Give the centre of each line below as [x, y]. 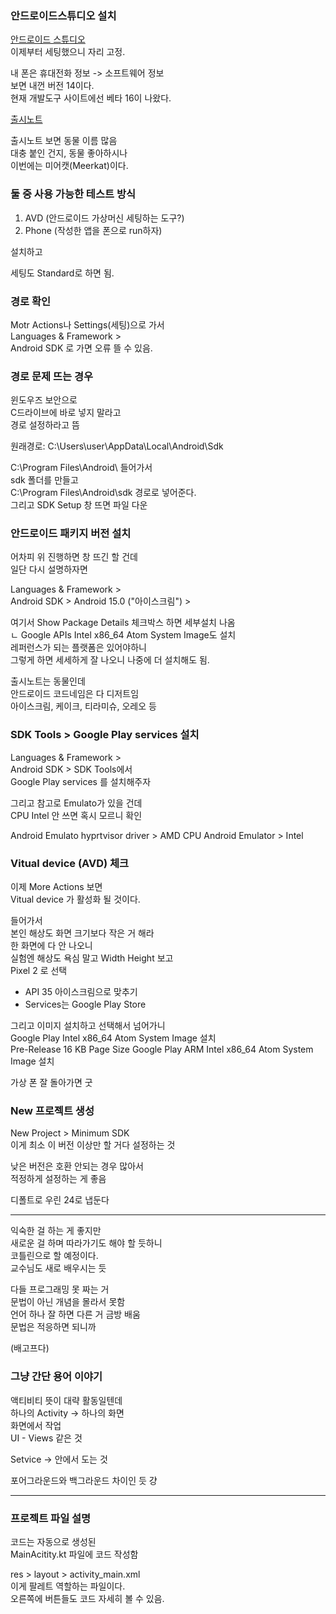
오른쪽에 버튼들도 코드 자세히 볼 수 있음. [87, 1598]
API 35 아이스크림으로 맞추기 [81, 992]
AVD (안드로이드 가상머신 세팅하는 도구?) [104, 218]
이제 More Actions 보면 [56, 887]
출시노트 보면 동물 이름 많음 [64, 141]
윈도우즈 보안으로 [44, 400]
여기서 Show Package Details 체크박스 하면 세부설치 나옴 [123, 623]
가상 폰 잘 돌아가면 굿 [51, 1083]
